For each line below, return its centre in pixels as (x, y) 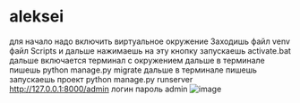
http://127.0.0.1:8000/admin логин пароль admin (99, 89)
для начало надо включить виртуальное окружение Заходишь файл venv (150, 41)
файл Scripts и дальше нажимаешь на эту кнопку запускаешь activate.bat (150, 50)
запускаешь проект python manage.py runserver (101, 79)
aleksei (37, 17)
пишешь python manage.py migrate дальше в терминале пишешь (133, 70)
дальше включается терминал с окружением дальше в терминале (137, 60)
